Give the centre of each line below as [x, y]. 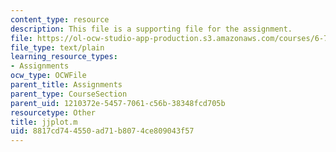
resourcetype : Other [53, 112]
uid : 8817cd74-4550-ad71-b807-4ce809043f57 [102, 131]
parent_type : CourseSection [69, 94]
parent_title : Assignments [66, 85]
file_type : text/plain [57, 47]
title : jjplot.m [44, 122]
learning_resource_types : [64, 57]
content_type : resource [60, 19]
